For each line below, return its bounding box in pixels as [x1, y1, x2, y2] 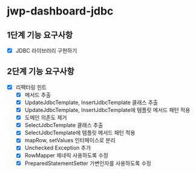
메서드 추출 [24, 91, 51, 98]
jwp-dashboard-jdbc [7, 4, 114, 18]
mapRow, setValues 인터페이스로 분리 [24, 137, 116, 144]
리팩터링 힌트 [15, 83, 47, 91]
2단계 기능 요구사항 [7, 67, 74, 77]
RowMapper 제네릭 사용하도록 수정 [24, 152, 108, 159]
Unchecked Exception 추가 [24, 144, 91, 152]
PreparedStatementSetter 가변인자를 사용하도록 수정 [24, 159, 152, 167]
